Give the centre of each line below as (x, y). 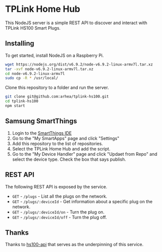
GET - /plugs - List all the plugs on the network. (60, 196)
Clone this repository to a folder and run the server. (57, 88)
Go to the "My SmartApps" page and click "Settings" (66, 138)
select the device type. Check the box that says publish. (69, 159)
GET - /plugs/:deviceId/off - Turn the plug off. (60, 217)
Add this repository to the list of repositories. (58, 144)
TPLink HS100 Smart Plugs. (33, 28)
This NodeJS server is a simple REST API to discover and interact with (76, 23)
